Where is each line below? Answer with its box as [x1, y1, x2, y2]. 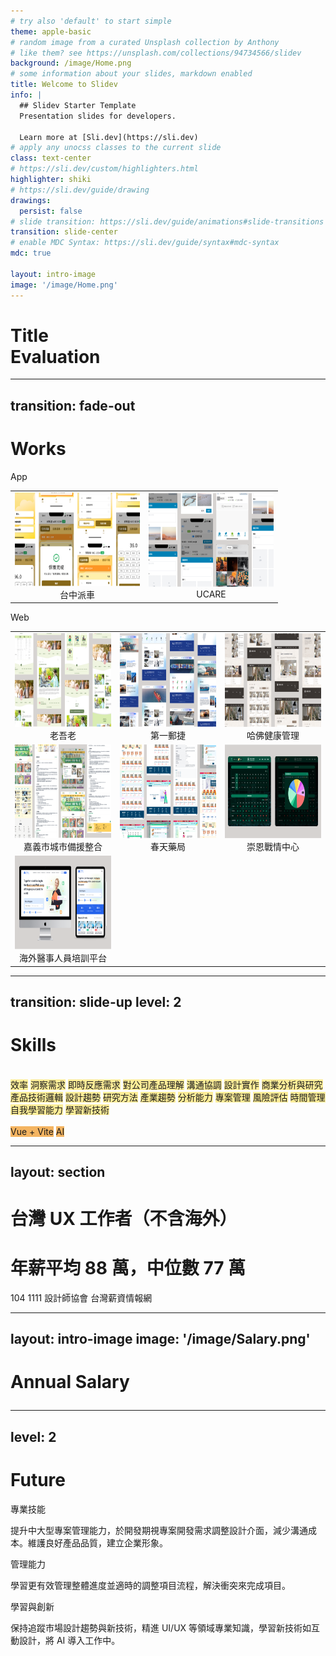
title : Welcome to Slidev [10, 80, 118, 90]
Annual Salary [10, 1371, 130, 1394]
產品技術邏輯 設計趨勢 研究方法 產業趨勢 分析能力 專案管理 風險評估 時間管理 [10, 1091, 326, 1104]
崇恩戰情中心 [246, 841, 300, 853]
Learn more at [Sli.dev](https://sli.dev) [19, 132, 199, 142]
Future [10, 1468, 67, 1491]
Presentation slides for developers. [19, 111, 177, 121]
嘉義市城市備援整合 [23, 841, 103, 853]
